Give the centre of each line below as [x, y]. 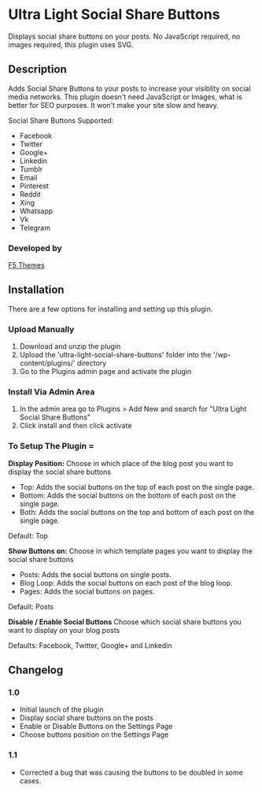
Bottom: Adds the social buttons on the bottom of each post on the [127, 495]
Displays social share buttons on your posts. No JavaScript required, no [124, 36]
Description [37, 70]
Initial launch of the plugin [61, 709]
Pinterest [34, 186]
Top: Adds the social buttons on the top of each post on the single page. [137, 487]
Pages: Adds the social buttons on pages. [87, 591]
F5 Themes [26, 265]
